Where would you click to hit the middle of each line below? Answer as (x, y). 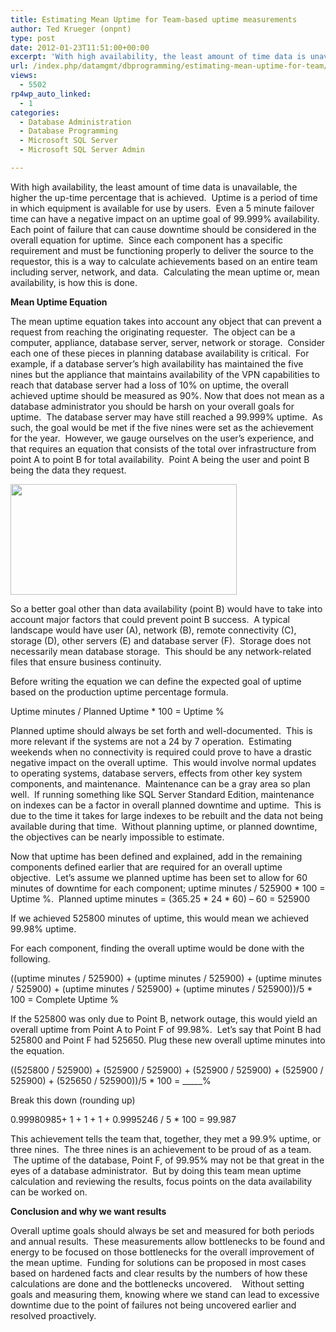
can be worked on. (49, 1192)
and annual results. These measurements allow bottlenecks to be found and (168, 1241)
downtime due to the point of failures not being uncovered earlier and (153, 1305)
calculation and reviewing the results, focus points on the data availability (161, 1181)
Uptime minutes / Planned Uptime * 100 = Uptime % (117, 711)
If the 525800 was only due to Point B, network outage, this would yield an (164, 1018)
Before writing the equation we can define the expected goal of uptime (156, 681)
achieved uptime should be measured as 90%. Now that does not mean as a (167, 395)
